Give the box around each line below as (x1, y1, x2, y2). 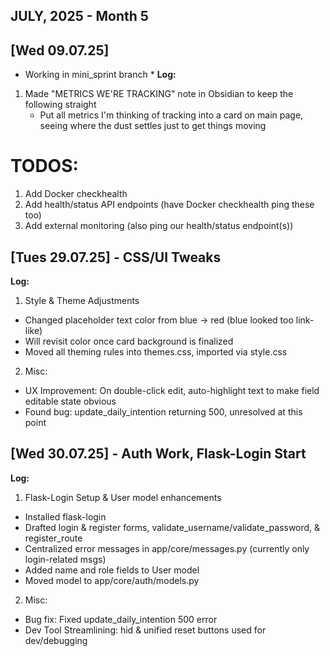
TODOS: (10, 155, 79, 178)
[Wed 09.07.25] (10, 42, 110, 59)
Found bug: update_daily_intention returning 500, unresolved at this (24, 405, 303, 418)
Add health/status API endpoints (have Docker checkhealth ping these (24, 199, 315, 211)
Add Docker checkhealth (24, 188, 128, 200)
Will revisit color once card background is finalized (24, 335, 234, 347)
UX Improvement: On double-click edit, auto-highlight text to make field (24, 384, 320, 396)
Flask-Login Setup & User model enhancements (24, 491, 222, 503)
